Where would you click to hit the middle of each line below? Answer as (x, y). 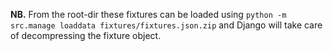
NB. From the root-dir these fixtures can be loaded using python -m (148, 14)
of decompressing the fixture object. (86, 35)
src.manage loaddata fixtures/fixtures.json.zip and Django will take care (166, 25)
